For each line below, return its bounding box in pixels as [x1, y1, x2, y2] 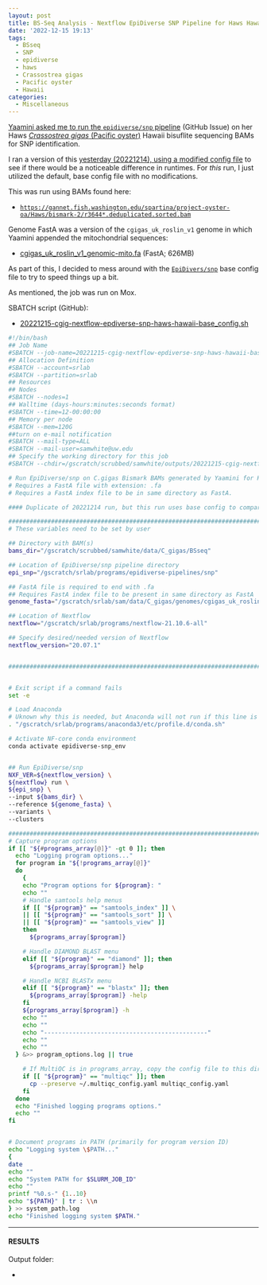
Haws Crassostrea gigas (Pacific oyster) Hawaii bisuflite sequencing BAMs [8, 130, 254, 140]
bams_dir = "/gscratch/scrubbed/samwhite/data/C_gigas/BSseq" [8, 547, 212, 555]
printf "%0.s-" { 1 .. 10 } [8, 1190, 87, 1198]
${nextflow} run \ [8, 778, 69, 786]
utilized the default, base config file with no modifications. [8, 172, 199, 181]
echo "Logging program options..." [15, 852, 133, 860]
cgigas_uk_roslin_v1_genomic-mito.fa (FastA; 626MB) [19, 248, 195, 259]
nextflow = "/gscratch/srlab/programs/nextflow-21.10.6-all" [8, 620, 208, 628]
